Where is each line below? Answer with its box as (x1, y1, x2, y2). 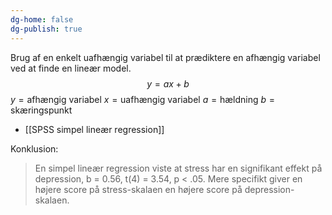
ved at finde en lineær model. (10, 62, 132, 74)
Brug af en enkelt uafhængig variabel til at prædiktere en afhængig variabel (10, 51, 321, 63)
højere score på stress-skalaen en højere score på (34, 183, 243, 195)
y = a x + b (146, 77, 190, 90)
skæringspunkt (10, 104, 73, 116)
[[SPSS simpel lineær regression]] (24, 123, 165, 135)
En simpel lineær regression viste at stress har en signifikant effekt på (34, 162, 323, 174)
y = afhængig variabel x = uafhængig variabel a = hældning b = (10, 93, 275, 105)
